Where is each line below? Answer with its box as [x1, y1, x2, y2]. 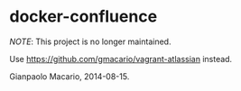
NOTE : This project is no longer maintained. [9, 36, 171, 47]
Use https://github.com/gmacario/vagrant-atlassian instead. [9, 53, 233, 64]
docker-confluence [9, 6, 158, 27]
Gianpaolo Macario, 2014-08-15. [9, 70, 130, 82]
